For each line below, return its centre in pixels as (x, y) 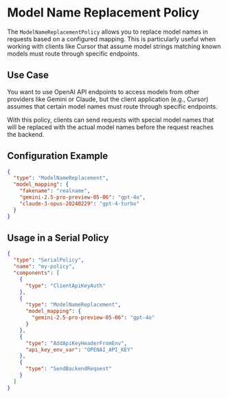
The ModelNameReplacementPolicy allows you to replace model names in (107, 32)
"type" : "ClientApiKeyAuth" (66, 286)
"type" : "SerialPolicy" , (49, 260)
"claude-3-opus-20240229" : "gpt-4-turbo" (79, 203)
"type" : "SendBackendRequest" (68, 369)
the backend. (26, 134)
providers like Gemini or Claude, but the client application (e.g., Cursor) (108, 99)
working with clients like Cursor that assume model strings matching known (114, 46)
